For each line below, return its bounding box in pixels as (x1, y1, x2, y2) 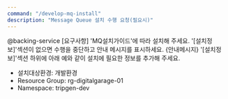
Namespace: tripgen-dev (17, 84, 90, 92)
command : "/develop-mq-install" (7, 10, 101, 17)
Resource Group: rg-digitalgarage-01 (17, 76, 123, 84)
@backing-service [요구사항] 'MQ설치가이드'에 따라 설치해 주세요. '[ (7, 36, 196, 45)
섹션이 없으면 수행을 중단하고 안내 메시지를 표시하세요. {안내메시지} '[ (17, 45, 205, 53)
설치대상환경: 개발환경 (17, 69, 78, 77)
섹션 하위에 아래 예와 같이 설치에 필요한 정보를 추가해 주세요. (17, 53, 181, 62)
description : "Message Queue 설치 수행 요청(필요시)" (7, 17, 153, 24)
